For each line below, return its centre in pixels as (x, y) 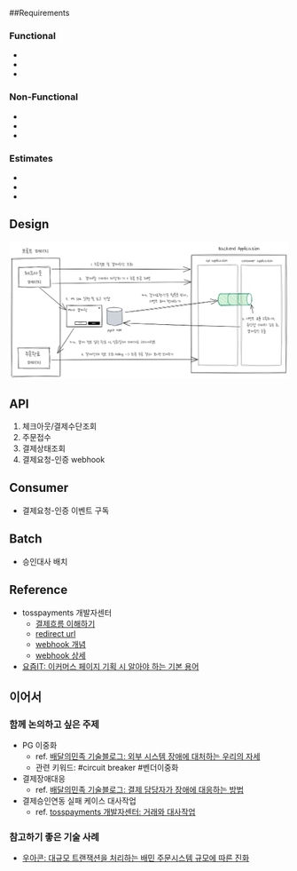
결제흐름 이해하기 (65, 623)
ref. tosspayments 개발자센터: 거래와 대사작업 (115, 812)
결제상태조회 (44, 448)
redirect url (55, 633)
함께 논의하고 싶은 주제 (55, 725)
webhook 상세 (60, 655)
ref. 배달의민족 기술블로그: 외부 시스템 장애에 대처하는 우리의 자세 (148, 756)
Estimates (31, 158)
